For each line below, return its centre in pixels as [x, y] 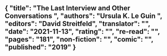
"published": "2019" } [40, 47]
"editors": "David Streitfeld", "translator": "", [77, 24]
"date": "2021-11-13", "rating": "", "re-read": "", [82, 32]
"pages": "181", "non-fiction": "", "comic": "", [79, 39]
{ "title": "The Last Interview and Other [68, 8]
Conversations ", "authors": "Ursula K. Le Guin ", [83, 16]
